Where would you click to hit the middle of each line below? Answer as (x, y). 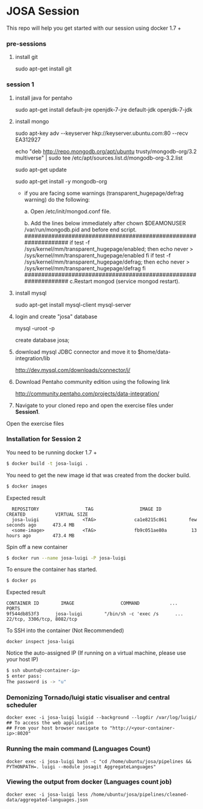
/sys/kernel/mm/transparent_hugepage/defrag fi (85, 268)
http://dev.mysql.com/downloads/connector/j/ (73, 370)
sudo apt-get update (41, 169)
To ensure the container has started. (52, 570)
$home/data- (154, 352)
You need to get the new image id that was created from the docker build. (98, 475)
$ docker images (27, 486)
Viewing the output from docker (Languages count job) (89, 782)
